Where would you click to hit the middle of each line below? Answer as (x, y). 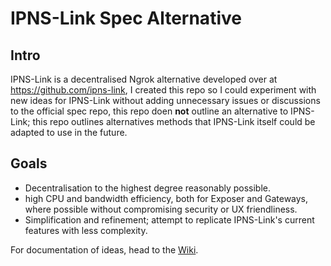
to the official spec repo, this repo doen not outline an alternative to (149, 111)
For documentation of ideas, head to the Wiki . (104, 249)
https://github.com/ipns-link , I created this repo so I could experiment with (163, 90)
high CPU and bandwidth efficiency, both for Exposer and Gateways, (166, 198)
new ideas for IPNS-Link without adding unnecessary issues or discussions (165, 100)
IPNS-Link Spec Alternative (126, 18)
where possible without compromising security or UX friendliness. (161, 209)
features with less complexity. (86, 230)
